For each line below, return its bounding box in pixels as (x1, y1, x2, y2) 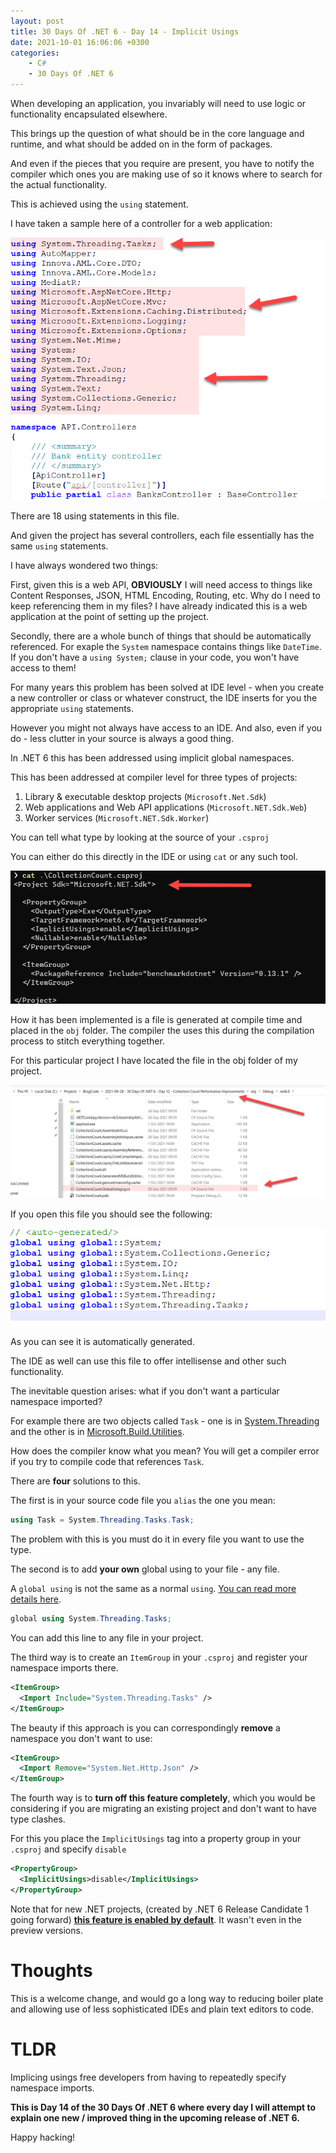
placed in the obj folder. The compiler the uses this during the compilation (10, 1025, 315, 1037)
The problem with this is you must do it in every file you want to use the (10, 1533, 305, 1545)
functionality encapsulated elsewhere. (10, 108, 168, 120)
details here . (10, 1593, 62, 1605)
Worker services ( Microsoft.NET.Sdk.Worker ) (24, 811, 210, 824)
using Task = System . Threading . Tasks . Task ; (10, 1515, 195, 1525)
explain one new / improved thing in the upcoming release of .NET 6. (10, 2111, 300, 2124)
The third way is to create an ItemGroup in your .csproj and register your (10, 1651, 308, 1663)
